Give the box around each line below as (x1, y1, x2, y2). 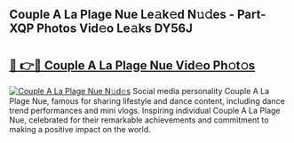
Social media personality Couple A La (132, 86, 270, 96)
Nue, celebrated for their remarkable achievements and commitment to (9, 115, 269, 125)
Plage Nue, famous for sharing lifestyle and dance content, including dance (9, 96, 286, 106)
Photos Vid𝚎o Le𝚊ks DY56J (36, 21, 193, 36)
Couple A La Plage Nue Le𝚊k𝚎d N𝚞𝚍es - (9, 7, 235, 22)
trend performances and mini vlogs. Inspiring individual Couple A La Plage (9, 106, 282, 115)
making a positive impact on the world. (9, 124, 151, 134)
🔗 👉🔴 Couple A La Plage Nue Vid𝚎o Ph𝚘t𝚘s (9, 58, 256, 73)
